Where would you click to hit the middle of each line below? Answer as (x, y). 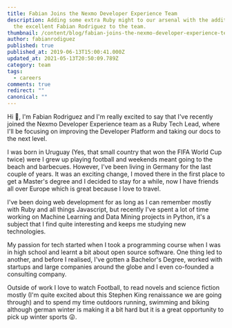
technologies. (27, 231)
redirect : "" (26, 90)
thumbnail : (23, 33)
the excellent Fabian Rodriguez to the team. (80, 26)
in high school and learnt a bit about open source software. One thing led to (115, 252)
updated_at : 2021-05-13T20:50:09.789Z (63, 59)
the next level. (27, 138)
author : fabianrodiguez (41, 39)
